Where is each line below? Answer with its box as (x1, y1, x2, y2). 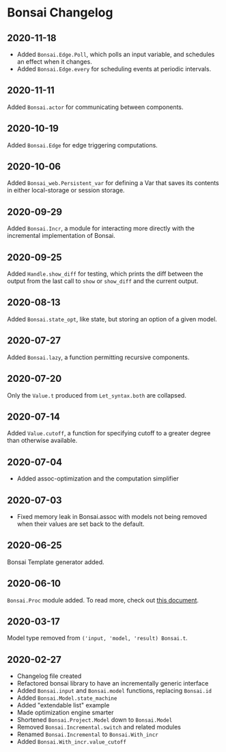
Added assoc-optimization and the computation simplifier (16, 474, 180, 483)
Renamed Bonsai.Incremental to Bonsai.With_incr (16, 730, 158, 738)
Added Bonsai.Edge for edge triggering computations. (7, 141, 158, 149)
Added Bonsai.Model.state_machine (16, 694, 117, 702)
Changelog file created (16, 672, 82, 680)
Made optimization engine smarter (16, 708, 114, 717)
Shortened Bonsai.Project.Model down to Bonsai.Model (16, 716, 173, 724)
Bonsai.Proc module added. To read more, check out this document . (7, 596, 199, 604)
